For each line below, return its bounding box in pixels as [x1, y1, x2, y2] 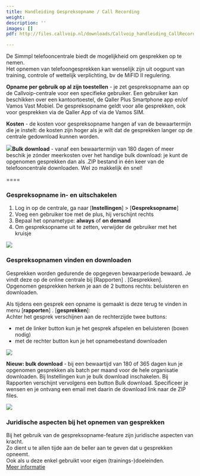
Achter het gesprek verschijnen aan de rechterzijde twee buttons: [6, 313, 167, 320]
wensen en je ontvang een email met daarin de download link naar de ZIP [6, 385, 186, 392]
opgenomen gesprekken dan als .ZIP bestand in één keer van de [6, 158, 165, 165]
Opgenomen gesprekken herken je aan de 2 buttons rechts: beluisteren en [6, 282, 189, 289]
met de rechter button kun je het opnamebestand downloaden [14, 337, 167, 344]
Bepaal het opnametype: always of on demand [14, 217, 131, 224]
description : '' [6, 20, 46, 26]
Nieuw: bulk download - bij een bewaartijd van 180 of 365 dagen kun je [6, 360, 183, 367]
